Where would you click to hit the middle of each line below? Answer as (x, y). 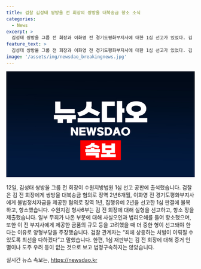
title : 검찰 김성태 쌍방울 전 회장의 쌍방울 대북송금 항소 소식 (74, 13)
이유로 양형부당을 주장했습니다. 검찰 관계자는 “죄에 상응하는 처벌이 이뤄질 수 (105, 233)
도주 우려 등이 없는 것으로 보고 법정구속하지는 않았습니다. (88, 247)
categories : (21, 19)
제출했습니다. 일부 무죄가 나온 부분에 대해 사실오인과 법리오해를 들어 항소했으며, (99, 218)
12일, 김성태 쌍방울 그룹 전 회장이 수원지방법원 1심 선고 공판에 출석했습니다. (94, 188)
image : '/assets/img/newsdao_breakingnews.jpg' (67, 57)
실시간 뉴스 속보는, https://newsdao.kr (52, 260)
